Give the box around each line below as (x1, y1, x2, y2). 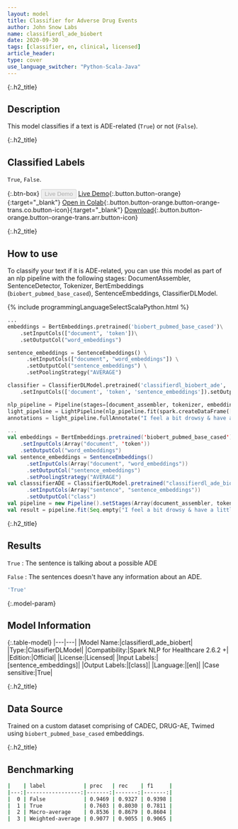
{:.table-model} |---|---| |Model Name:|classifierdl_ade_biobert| (7, 638, 193, 647)
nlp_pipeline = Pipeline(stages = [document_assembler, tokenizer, (7, 401, 204, 408)
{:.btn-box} (7, 190, 40, 198)
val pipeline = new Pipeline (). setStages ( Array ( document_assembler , (7, 500, 214, 507)
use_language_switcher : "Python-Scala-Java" (7, 63, 141, 70)
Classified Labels (7, 156, 85, 168)
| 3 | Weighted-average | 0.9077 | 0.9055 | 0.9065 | (7, 816, 173, 823)
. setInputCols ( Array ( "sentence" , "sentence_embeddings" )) (25, 487, 201, 494)
